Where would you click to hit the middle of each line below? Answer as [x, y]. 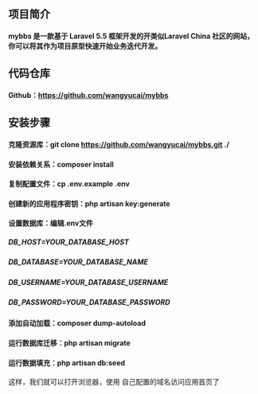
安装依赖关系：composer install [61, 164]
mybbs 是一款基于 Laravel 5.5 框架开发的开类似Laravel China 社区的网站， [131, 36]
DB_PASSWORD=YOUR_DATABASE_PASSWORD [89, 302]
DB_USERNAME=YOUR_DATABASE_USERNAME [88, 282]
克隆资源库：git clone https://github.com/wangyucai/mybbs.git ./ [119, 144]
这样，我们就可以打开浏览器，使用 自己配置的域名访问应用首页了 [114, 382]
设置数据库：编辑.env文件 [51, 223]
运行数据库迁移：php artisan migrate [70, 343]
